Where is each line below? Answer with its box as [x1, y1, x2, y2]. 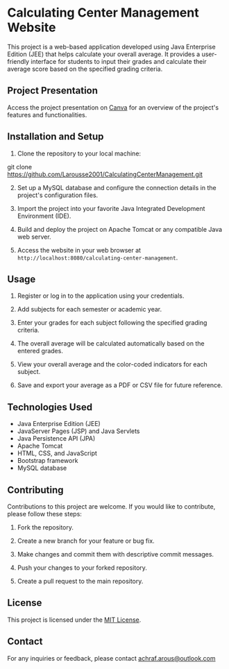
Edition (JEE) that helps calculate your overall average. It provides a [7, 50, 201, 58]
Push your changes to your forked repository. [17, 564, 148, 572]
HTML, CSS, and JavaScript [17, 449, 97, 457]
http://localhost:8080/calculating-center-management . [17, 253, 178, 262]
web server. [17, 232, 51, 241]
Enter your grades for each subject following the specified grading [17, 319, 207, 327]
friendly [7, 57, 30, 65]
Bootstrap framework [17, 457, 78, 465]
